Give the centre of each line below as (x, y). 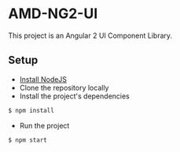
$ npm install (31, 110)
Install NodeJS (43, 79)
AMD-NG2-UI (53, 14)
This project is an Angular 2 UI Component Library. (90, 35)
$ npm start (28, 140)
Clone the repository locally (64, 87)
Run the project (44, 125)
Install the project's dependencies (74, 96)
